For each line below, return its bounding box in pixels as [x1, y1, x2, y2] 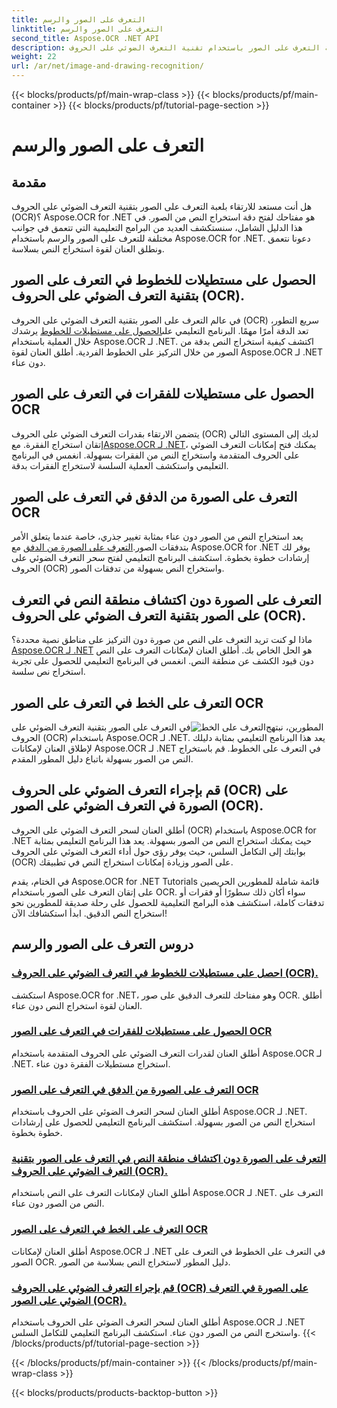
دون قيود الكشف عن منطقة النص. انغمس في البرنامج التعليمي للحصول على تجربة [11, 655, 314, 667]
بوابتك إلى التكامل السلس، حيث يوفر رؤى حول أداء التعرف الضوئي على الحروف [11, 845, 306, 857]
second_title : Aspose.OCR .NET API [11, 33, 160, 43]
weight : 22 [11, 52, 57, 62]
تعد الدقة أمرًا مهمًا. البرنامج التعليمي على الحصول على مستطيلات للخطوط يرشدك [11, 324, 309, 336]
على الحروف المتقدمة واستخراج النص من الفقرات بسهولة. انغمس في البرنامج [11, 449, 300, 461]
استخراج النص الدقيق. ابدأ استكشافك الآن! [11, 907, 168, 919]
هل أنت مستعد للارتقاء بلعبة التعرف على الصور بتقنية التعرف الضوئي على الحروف [11, 201, 313, 212]
